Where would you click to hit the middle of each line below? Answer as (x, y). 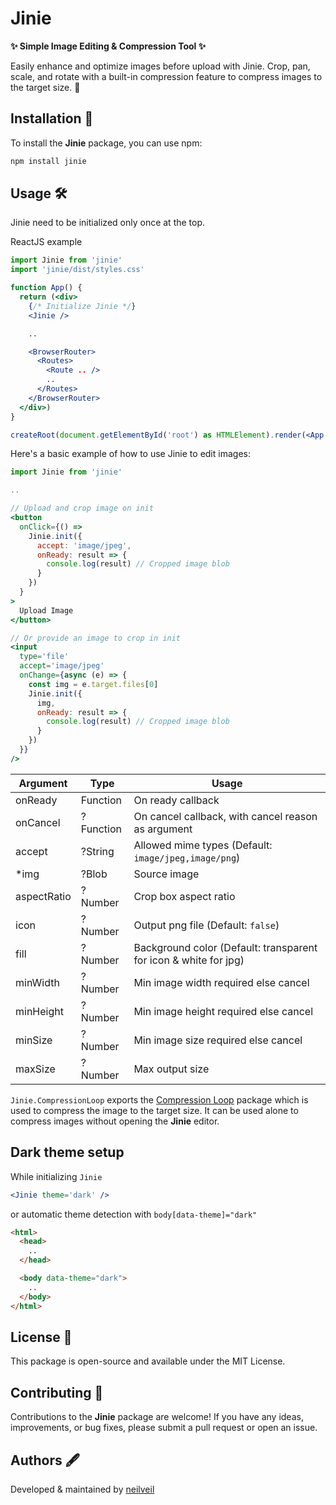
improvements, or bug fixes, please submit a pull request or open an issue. (164, 1428)
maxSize (35, 1069)
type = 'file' (44, 657)
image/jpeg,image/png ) (187, 857)
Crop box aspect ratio (184, 896)
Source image (166, 874)
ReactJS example (46, 242)
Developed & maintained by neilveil (82, 1489)
